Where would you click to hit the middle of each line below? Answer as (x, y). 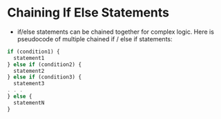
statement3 (29, 84)
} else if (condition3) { (44, 77)
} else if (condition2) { (44, 64)
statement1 (29, 58)
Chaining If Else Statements (88, 13)
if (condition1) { (33, 52)
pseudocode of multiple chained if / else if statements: (95, 39)
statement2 (29, 71)
